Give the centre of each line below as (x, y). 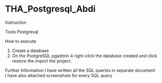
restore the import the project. (42, 61)
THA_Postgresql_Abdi (50, 9)
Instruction (16, 22)
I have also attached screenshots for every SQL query (59, 75)
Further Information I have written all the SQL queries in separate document (80, 70)
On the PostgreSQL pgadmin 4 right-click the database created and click (84, 56)
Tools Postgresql (22, 32)
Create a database (30, 50)
